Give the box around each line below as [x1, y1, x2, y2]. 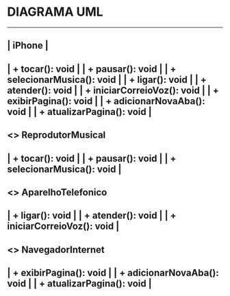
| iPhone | [7, 40, 49, 51]
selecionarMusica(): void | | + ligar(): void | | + [7, 73, 207, 86]
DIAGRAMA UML [7, 4, 104, 20]
